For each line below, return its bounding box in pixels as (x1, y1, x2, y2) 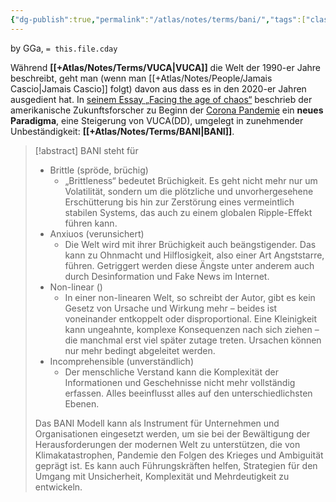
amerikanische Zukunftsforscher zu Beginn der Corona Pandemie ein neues (10, 104, 324, 116)
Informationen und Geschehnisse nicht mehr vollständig (64, 376, 296, 388)
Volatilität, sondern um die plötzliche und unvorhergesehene (64, 185, 314, 197)
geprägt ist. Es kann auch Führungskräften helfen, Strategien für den (34, 459, 318, 471)
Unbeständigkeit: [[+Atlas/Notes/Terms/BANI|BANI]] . (10, 125, 235, 137)
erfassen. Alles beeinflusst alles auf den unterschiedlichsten (64, 387, 313, 399)
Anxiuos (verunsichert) (49, 227, 145, 240)
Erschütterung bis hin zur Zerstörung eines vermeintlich (64, 196, 295, 208)
